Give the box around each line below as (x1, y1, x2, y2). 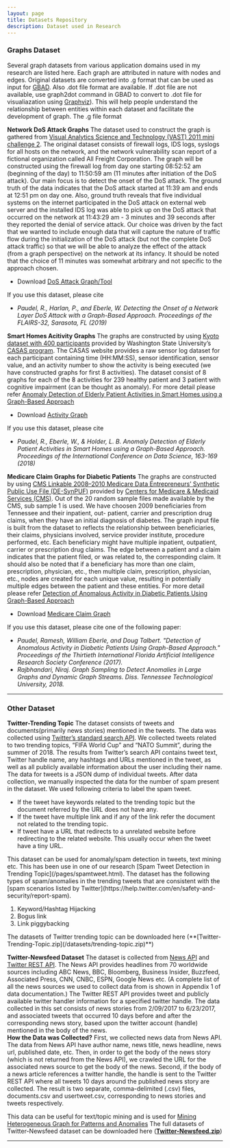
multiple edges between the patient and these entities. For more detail (7, 581, 205, 590)
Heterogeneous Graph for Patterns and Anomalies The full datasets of (7, 1119, 205, 1127)
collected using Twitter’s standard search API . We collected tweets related (7, 734, 217, 742)
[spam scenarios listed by (7, 884, 80, 892)
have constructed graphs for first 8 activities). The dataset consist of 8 (7, 368, 207, 376)
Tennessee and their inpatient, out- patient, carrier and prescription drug (7, 508, 212, 517)
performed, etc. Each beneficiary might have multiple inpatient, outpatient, (7, 538, 218, 546)
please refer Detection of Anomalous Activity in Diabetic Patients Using (7, 589, 207, 597)
